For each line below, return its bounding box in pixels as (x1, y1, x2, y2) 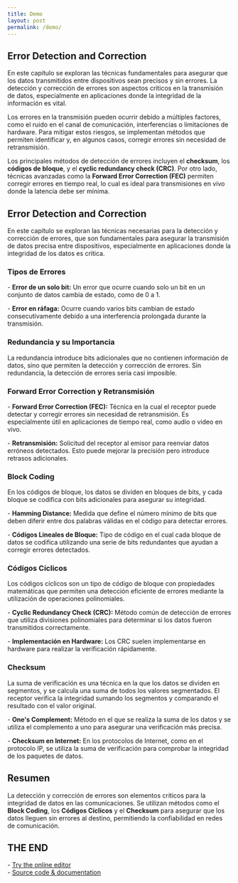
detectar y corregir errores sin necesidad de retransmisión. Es (7, 410, 190, 418)
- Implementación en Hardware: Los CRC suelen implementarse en (7, 637, 206, 646)
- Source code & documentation (7, 868, 102, 877)
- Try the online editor (7, 861, 71, 869)
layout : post (7, 17, 46, 24)
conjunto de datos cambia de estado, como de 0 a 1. (7, 291, 161, 299)
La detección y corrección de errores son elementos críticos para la (7, 791, 206, 800)
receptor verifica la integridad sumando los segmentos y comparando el (7, 694, 219, 702)
